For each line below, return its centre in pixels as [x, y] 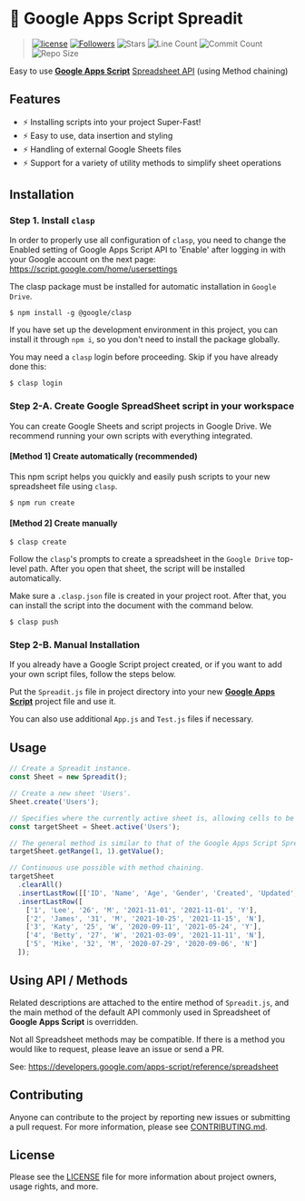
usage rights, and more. [54, 1186]
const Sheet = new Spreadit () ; [69, 777]
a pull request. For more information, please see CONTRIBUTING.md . [138, 1127]
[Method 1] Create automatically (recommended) [103, 457]
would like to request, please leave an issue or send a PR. [117, 1048]
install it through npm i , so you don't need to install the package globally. [145, 340]
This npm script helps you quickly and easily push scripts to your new [140, 477]
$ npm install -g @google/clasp [70, 313]
